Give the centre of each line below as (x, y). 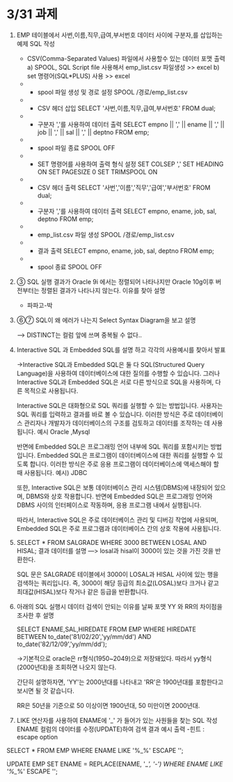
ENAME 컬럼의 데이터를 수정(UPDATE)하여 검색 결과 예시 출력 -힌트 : (110, 729)
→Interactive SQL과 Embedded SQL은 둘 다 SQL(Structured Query (111, 364)
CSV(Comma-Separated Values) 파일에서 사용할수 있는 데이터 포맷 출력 (126, 58)
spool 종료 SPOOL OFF (70, 266)
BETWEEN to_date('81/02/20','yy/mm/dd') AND (84, 636)
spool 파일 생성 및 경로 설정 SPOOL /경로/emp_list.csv (113, 92)
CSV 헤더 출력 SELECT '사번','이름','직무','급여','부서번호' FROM (124, 187)
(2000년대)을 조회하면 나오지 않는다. (66, 667)
